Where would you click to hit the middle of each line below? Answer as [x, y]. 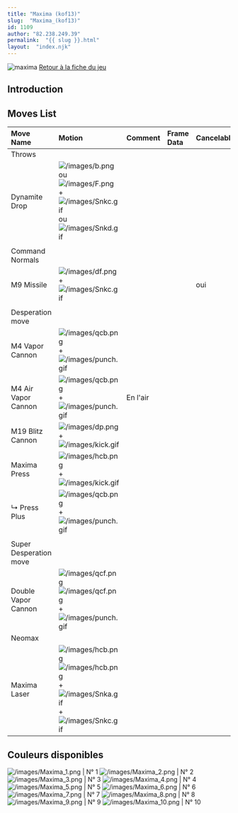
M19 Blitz [27, 432]
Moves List [32, 113]
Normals [25, 260]
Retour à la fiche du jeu [73, 67]
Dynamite [27, 197]
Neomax [25, 638]
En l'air [138, 398]
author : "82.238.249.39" [44, 34]
